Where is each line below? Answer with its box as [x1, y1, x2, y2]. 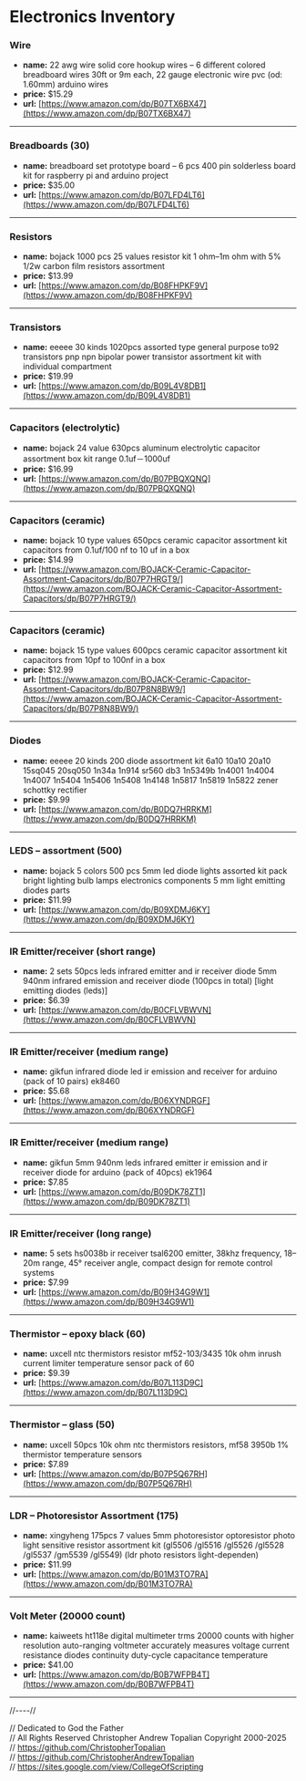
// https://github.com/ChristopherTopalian [9, 1742, 166, 1753]
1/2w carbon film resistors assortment [22, 261, 166, 272]
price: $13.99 [22, 271, 74, 282]
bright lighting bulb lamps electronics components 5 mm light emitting [22, 875, 286, 885]
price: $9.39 [22, 1368, 70, 1379]
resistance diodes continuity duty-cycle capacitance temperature [22, 1650, 269, 1661]
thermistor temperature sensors [22, 1448, 143, 1460]
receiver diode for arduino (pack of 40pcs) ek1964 [22, 1166, 213, 1177]
